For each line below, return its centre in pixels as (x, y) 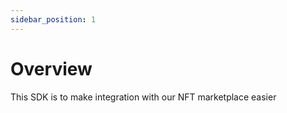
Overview (51, 68)
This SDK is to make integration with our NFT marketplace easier (143, 97)
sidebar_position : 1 (53, 19)
